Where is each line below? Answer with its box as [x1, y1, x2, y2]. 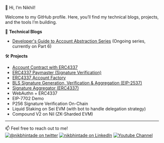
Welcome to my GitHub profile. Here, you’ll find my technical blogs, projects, [5, 14, 159, 20]
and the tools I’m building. [5, 20, 57, 25]
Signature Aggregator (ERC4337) [12, 85, 79, 91]
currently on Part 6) [12, 43, 52, 49]
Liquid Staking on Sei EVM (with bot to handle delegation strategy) [12, 106, 146, 112]
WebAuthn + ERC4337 [12, 90, 58, 96]
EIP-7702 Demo [12, 96, 44, 101]
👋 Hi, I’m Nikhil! [5, 5, 36, 10]
